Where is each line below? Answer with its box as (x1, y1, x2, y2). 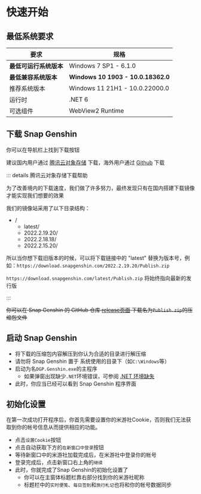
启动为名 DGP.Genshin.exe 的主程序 (14, 365, 98, 372)
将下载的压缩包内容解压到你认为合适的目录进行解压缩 (14, 350, 147, 357)
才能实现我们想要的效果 (6, 192, 64, 199)
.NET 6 (69, 95, 89, 104)
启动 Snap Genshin (6, 333, 78, 343)
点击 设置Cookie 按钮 (14, 437, 62, 444)
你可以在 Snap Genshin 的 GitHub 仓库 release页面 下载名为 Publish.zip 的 (6, 306, 188, 313)
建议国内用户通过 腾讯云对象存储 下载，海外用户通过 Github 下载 (6, 159, 165, 166)
